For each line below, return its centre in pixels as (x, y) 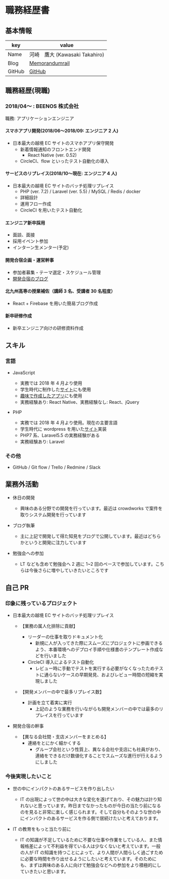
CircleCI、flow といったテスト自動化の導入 (64, 161)
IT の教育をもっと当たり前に (42, 829)
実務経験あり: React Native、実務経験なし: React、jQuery (80, 402)
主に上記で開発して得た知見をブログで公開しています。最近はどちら (91, 536)
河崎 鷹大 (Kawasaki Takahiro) (67, 55)
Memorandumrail (50, 63)
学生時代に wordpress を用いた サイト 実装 (63, 429)
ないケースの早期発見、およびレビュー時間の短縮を (106, 675)
